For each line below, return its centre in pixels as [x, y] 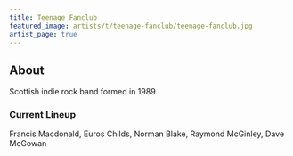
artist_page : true [43, 34]
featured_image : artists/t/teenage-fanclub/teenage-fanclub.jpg [131, 26]
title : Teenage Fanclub [53, 17]
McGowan [28, 144]
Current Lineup [43, 115]
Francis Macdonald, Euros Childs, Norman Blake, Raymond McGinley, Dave [147, 134]
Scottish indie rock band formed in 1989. [84, 92]
